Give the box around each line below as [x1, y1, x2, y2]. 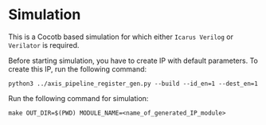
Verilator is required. [8, 40, 80, 49]
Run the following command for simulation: [8, 93, 149, 103]
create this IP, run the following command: [8, 64, 147, 73]
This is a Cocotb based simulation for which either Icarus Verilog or [8, 32, 233, 41]
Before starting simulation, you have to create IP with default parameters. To [8, 56, 259, 65]
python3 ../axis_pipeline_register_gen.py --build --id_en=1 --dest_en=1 [8, 80, 259, 88]
